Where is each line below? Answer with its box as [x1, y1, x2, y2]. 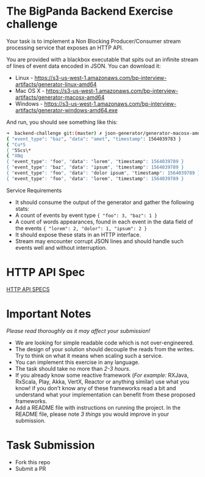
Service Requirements [6, 186, 62, 194]
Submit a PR [15, 465, 46, 472]
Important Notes [6, 307, 92, 321]
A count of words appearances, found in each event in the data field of [15, 218, 193, 225]
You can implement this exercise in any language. [15, 359, 140, 366]
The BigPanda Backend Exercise [6, 4, 174, 18]
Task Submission [6, 438, 95, 452]
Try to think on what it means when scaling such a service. [15, 352, 164, 359]
